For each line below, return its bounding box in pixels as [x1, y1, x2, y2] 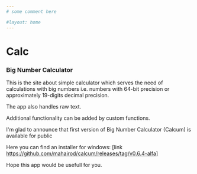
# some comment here [6, 8, 57, 15]
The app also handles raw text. [6, 103, 82, 110]
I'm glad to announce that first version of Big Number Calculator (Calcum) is [6, 126, 191, 133]
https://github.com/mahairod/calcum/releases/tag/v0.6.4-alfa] [6, 150, 159, 157]
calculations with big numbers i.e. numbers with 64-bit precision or [6, 85, 170, 92]
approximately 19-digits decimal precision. [6, 91, 109, 99]
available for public [6, 132, 53, 139]
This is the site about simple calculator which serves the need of [6, 79, 163, 86]
